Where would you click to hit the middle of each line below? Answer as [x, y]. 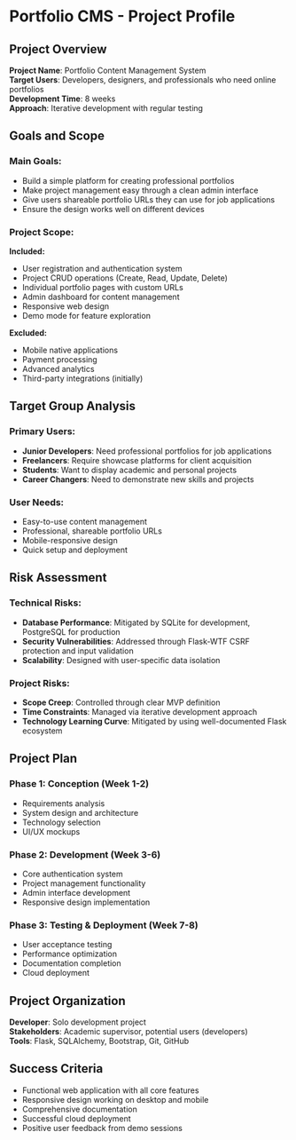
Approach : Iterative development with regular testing [106, 108]
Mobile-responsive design [70, 540]
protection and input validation [78, 651]
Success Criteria [56, 1069]
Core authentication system [73, 874]
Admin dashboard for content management [101, 297]
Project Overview [58, 49]
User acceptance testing [67, 945]
